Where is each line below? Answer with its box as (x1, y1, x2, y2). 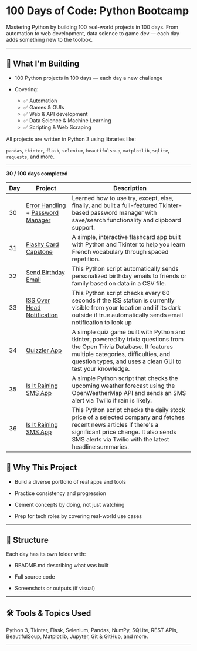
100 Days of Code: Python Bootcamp (6, 4, 189, 18)
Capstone (26, 247, 53, 255)
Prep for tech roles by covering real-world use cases (14, 512, 142, 519)
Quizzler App (26, 346, 62, 354)
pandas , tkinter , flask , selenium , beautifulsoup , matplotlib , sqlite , (6, 147, 170, 154)
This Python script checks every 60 (72, 288, 170, 297)
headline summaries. (72, 443, 130, 451)
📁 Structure (6, 534, 49, 545)
